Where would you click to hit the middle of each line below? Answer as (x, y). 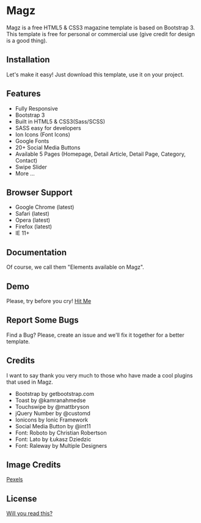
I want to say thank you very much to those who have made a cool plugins (100, 375)
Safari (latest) (32, 214)
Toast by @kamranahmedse (50, 400)
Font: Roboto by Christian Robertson (61, 433)
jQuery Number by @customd (53, 413)
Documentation (37, 252)
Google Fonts (32, 141)
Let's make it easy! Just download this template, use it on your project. (95, 75)
